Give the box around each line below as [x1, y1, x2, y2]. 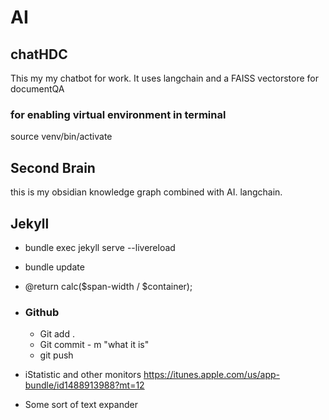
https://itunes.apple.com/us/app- [143, 369, 281, 381]
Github [24, 305, 60, 319]
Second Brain [10, 159, 96, 176]
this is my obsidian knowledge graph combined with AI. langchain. [10, 186, 283, 198]
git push [39, 349, 74, 361]
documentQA [10, 83, 65, 95]
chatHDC [10, 46, 68, 63]
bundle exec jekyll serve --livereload [24, 241, 176, 253]
